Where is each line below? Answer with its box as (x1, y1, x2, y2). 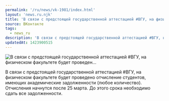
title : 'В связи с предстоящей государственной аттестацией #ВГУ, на (5, 17, 154, 22)
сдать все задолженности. (5, 90, 63, 96)
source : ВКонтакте (5, 21, 44, 27)
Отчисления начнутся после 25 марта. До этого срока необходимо (5, 85, 151, 91)
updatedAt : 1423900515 (5, 40, 53, 45)
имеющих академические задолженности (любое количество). (5, 79, 142, 85)
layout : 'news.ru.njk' (5, 12, 53, 17)
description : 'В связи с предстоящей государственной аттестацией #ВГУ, (5, 36, 161, 41)
